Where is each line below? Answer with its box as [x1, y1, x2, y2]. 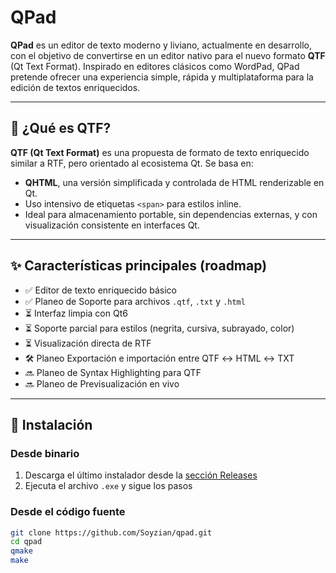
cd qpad [10, 537, 43, 547]
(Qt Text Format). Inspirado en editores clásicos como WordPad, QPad [10, 60, 300, 72]
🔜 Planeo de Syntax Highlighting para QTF [24, 366, 202, 378]
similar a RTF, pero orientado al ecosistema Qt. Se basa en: [10, 157, 254, 169]
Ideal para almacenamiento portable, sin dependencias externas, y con [24, 208, 318, 220]
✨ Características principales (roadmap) [10, 257, 268, 275]
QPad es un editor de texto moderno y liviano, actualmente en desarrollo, [10, 39, 312, 51]
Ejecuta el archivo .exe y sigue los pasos [24, 480, 193, 492]
